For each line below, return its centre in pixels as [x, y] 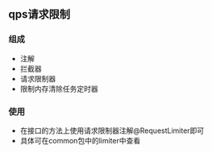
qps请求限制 [39, 14]
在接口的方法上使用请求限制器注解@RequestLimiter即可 [112, 130]
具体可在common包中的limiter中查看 [80, 140]
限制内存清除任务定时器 [59, 89]
